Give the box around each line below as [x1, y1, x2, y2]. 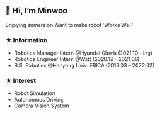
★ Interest [5, 77, 36, 85]
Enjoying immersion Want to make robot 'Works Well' [5, 21, 134, 28]
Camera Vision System [13, 102, 69, 109]
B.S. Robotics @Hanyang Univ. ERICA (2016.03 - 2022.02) [13, 62, 155, 69]
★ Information [5, 36, 47, 44]
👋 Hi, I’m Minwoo [5, 6, 68, 16]
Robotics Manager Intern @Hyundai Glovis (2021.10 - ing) [13, 49, 153, 56]
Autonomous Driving [13, 96, 64, 103]
